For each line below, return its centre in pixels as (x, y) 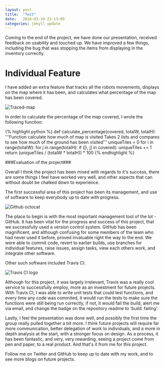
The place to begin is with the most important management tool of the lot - (81, 216)
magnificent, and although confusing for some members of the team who (80, 232)
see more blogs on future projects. (40, 359)
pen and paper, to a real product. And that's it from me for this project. (76, 344)
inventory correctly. (25, 53)
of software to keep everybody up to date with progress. (62, 197)
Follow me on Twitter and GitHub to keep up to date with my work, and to (79, 354)
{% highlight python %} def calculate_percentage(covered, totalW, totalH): (81, 132)
